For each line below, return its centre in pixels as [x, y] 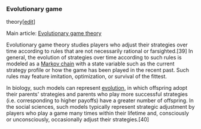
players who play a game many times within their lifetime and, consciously [98, 113]
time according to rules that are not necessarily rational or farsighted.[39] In [100, 51]
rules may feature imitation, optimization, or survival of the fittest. [87, 77]
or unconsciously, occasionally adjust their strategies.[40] [78, 119]
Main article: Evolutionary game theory [54, 33]
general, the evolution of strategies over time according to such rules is [94, 58]
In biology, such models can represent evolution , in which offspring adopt [97, 88]
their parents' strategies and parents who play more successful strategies [97, 95]
